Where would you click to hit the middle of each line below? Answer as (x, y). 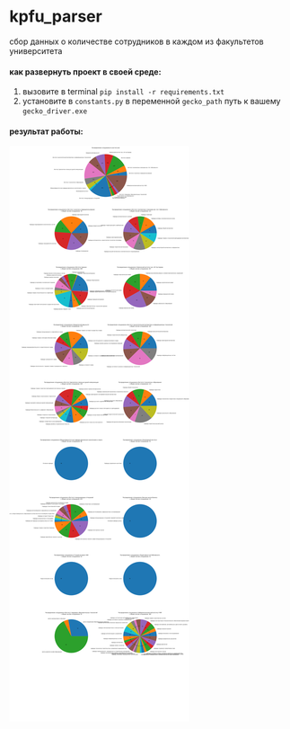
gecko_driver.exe (55, 111)
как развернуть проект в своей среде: (85, 71)
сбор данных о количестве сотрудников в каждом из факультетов (136, 41)
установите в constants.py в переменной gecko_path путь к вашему (151, 102)
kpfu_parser (56, 17)
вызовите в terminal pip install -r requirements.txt (123, 92)
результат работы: (46, 131)
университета (36, 50)
